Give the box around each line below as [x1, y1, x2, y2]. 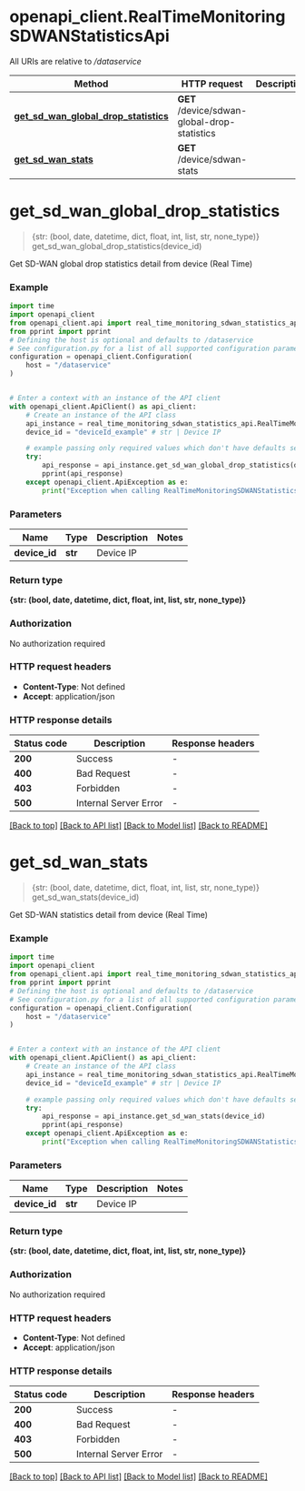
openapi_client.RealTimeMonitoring [9, 6, 286, 27]
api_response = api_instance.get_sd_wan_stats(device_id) [42, 1112, 266, 1121]
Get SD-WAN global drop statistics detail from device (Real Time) [9, 257, 253, 269]
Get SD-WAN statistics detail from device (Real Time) [9, 910, 209, 921]
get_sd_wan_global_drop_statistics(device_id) [31, 240, 202, 251]
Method [74, 77, 109, 90]
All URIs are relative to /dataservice [9, 55, 143, 66]
